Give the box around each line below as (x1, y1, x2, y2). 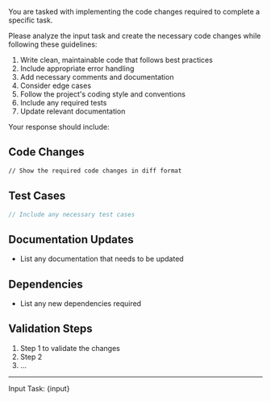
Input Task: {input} (8, 383, 70, 393)
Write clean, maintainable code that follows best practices (19, 56, 214, 64)
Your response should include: (8, 122, 110, 131)
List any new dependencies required (19, 299, 142, 308)
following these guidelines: (8, 39, 98, 49)
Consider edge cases (19, 81, 91, 90)
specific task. (8, 15, 53, 25)
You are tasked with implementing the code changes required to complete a (8, 7, 261, 16)
